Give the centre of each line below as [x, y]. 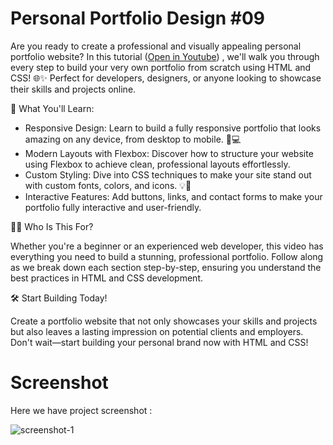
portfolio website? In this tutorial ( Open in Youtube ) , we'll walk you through [165, 56]
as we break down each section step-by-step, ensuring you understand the [166, 267]
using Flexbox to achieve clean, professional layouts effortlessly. [157, 164]
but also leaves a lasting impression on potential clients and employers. [157, 331]
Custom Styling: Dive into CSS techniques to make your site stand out [168, 174]
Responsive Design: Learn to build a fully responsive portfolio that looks [173, 128]
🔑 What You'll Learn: [52, 108]
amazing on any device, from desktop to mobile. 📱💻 [133, 139]
